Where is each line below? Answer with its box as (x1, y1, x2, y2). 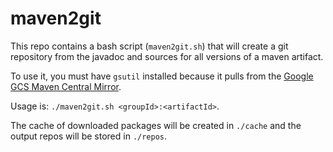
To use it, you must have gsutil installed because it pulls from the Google (10, 70, 314, 82)
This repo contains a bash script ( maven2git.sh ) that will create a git (10, 40, 289, 52)
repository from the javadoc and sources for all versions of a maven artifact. (10, 50, 324, 62)
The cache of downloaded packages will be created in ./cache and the (10, 119, 302, 131)
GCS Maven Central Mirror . (10, 80, 122, 92)
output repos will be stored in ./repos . (10, 130, 168, 142)
